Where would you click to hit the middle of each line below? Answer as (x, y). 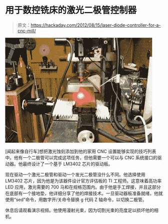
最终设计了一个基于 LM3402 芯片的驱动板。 (67, 164)
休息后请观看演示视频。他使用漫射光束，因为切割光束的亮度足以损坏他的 (79, 210)
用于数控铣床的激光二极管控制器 (71, 10)
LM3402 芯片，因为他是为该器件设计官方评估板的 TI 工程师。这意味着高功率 (83, 180)
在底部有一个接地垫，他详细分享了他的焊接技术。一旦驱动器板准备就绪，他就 (84, 193)
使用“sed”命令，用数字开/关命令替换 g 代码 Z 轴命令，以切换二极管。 (76, 199)
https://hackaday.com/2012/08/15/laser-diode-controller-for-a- (96, 25)
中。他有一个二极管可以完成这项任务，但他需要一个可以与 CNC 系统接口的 (81, 157)
